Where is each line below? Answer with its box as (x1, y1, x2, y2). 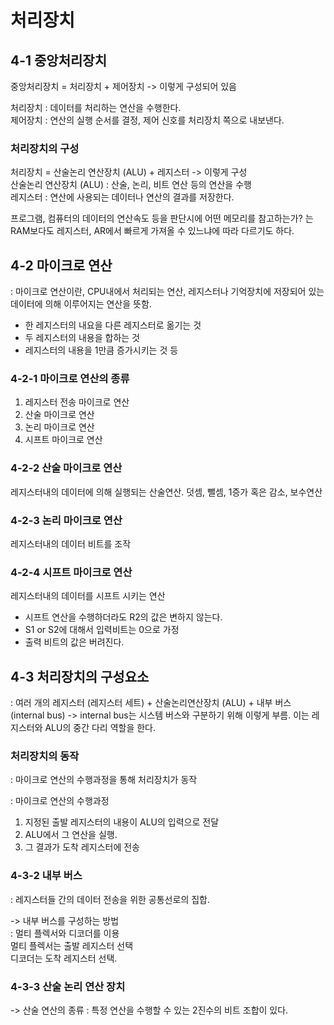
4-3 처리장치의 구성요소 (10, 668, 150, 685)
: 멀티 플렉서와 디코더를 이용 (10, 927, 120, 939)
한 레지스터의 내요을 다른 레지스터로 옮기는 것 (24, 319, 202, 331)
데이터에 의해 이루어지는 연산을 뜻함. (10, 298, 152, 310)
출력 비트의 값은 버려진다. (24, 636, 125, 648)
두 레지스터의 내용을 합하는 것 (24, 332, 140, 344)
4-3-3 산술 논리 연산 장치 (10, 979, 126, 993)
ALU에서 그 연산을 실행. (24, 829, 118, 841)
